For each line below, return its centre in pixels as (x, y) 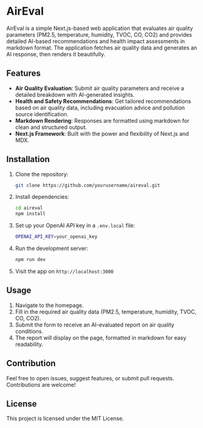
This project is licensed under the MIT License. (65, 419)
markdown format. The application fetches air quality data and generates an (102, 48)
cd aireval (29, 208)
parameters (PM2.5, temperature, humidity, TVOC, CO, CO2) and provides (99, 34)
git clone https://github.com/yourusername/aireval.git (87, 185)
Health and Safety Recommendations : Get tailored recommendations (103, 101)
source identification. (42, 114)
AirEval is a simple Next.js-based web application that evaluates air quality (100, 28)
